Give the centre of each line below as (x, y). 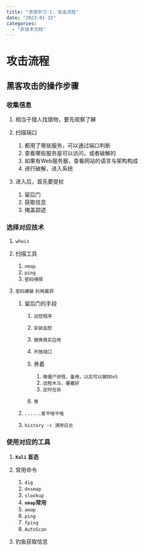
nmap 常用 (36, 502)
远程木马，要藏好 (61, 383)
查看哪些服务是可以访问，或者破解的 (70, 153)
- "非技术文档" (29, 29)
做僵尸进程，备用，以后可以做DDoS (80, 377)
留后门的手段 (40, 304)
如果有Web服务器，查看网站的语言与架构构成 (81, 161)
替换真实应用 (47, 340)
